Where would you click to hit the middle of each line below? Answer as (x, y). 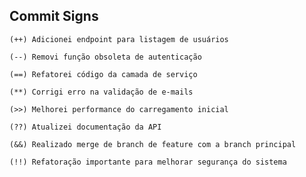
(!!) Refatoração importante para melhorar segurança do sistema (148, 162)
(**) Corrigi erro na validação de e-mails (101, 92)
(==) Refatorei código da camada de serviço (103, 74)
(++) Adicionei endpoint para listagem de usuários (119, 39)
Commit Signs (54, 16)
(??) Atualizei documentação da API (85, 127)
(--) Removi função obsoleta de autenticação (105, 57)
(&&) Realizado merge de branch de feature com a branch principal (153, 144)
